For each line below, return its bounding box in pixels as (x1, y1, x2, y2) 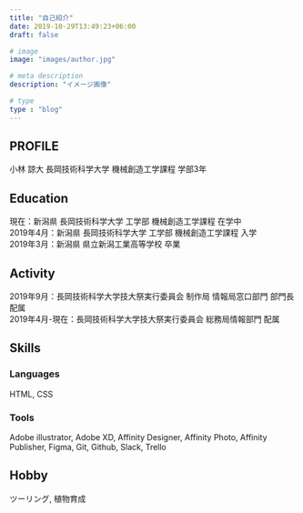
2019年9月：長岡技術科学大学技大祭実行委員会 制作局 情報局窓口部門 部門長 (9, 291, 295, 302)
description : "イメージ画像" (9, 80, 112, 89)
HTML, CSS (9, 388, 54, 399)
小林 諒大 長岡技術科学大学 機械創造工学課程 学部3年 (9, 164, 207, 175)
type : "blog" (9, 105, 64, 114)
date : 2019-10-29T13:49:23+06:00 (9, 22, 136, 31)
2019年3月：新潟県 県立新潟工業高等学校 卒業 (9, 238, 181, 250)
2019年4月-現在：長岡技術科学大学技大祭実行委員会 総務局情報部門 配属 (9, 314, 280, 325)
